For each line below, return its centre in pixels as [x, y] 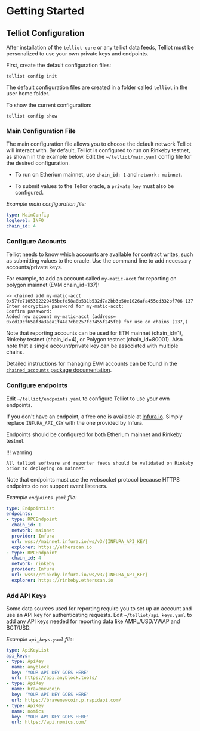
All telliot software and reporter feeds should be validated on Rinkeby [100, 463]
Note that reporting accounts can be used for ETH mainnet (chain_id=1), [95, 333]
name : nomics [28, 711]
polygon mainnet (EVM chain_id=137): [53, 285]
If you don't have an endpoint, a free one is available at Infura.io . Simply [95, 417]
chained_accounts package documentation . [59, 370]
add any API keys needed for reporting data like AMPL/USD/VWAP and [93, 621]
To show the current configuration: [49, 105]
